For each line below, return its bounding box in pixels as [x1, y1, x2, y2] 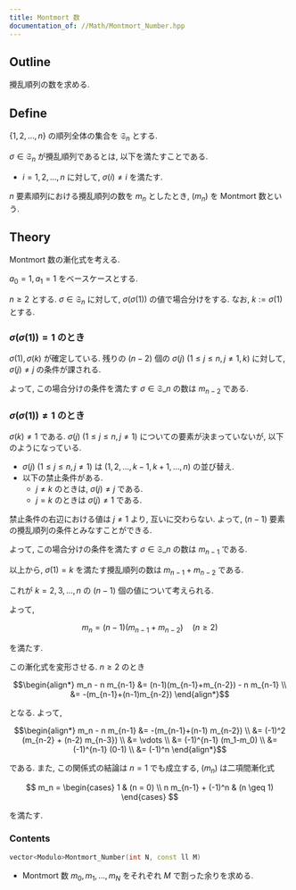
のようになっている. [9, 443, 82, 453]
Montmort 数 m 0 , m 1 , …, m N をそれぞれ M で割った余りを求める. [21, 869, 254, 883]
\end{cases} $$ [120, 791, 179, 802]
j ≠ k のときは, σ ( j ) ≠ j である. [35, 484, 144, 495]
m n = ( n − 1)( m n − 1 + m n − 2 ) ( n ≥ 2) [81, 621, 218, 635]
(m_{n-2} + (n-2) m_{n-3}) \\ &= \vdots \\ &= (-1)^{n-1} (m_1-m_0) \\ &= [21, 734, 278, 745]
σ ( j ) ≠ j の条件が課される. [9, 364, 102, 375]
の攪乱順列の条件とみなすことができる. [9, 525, 152, 536]
